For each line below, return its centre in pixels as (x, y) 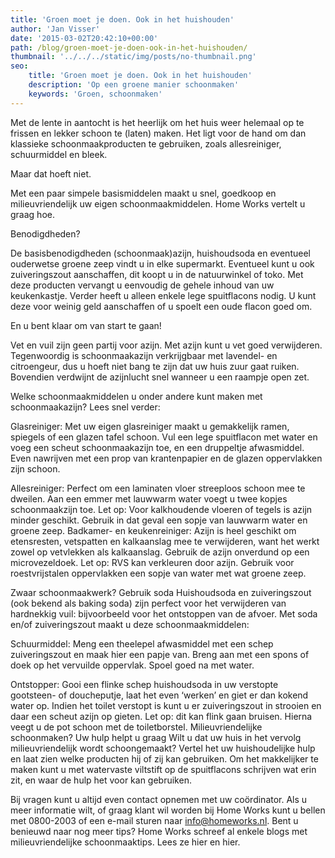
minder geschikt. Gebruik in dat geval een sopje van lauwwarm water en (159, 520)
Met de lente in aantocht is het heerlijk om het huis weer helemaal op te (157, 122)
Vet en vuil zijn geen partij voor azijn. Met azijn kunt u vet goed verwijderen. (166, 345)
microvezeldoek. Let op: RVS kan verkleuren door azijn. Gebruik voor (152, 562)
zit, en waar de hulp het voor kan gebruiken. (101, 780)
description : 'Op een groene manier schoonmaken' (134, 85)
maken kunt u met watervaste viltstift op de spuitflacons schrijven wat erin (163, 769)
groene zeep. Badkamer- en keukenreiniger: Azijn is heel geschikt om (153, 530)
